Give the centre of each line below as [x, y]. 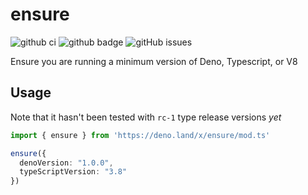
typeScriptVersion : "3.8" [73, 172]
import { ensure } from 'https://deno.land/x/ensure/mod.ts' [140, 135]
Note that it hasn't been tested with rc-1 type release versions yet [146, 117]
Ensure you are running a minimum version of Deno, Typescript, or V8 [154, 61]
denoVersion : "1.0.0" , [66, 163]
